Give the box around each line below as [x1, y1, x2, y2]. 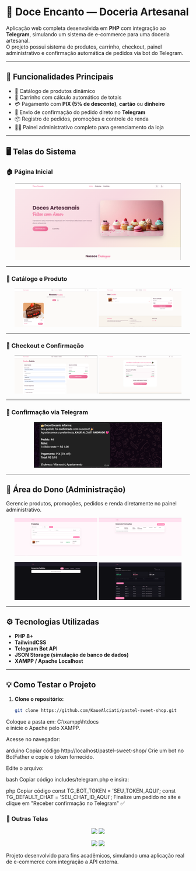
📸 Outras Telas [6, 814, 48, 822]
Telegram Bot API [14, 645, 58, 652]
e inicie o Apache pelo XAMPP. [6, 724, 80, 731]
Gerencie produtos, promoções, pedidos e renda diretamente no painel [6, 500, 177, 507]
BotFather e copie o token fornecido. [6, 753, 94, 760]
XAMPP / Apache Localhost [14, 657, 83, 665]
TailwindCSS [14, 639, 47, 646]
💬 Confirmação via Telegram [6, 408, 89, 416]
